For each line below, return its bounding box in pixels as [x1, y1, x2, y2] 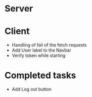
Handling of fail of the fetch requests [11, 42, 87, 48]
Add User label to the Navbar [11, 48, 71, 53]
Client [4, 26, 30, 37]
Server [4, 3, 33, 14]
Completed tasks [4, 70, 76, 81]
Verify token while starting [11, 52, 66, 58]
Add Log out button [11, 86, 52, 92]
